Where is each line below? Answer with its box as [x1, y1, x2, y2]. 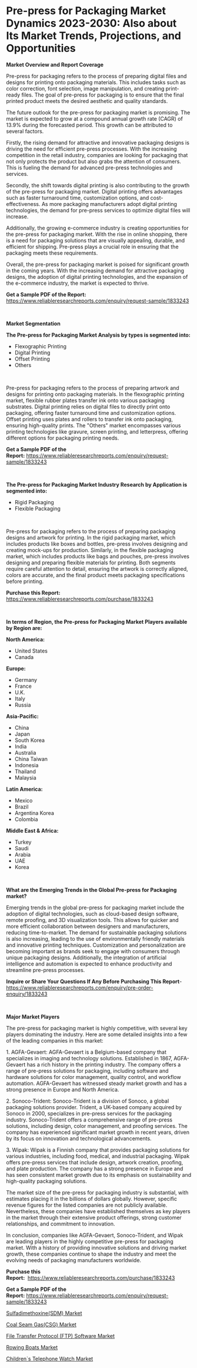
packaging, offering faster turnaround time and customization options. [6, 409, 176, 416]
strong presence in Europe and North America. [6, 1086, 119, 1093]
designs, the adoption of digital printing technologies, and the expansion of [6, 273, 188, 280]
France [14, 683, 32, 690]
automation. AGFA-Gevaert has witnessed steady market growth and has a [6, 1080, 187, 1087]
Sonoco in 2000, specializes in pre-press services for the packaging [6, 1110, 172, 1117]
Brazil [14, 803, 29, 810]
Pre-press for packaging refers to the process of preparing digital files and [6, 72, 187, 79]
